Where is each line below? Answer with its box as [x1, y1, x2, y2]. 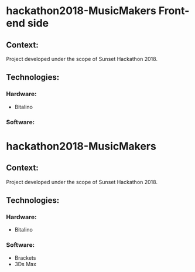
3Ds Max [14, 260, 37, 267]
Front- [158, 4, 190, 18]
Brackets [14, 254, 36, 261]
